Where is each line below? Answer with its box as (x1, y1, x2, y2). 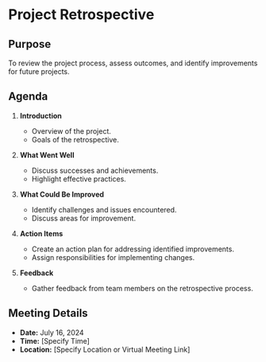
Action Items (19, 228, 64, 238)
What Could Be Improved (19, 189, 105, 199)
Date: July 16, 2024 (19, 328, 85, 337)
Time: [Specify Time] (19, 336, 90, 345)
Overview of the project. (31, 126, 111, 136)
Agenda (8, 90, 48, 103)
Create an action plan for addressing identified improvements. (31, 244, 234, 254)
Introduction (19, 111, 62, 120)
